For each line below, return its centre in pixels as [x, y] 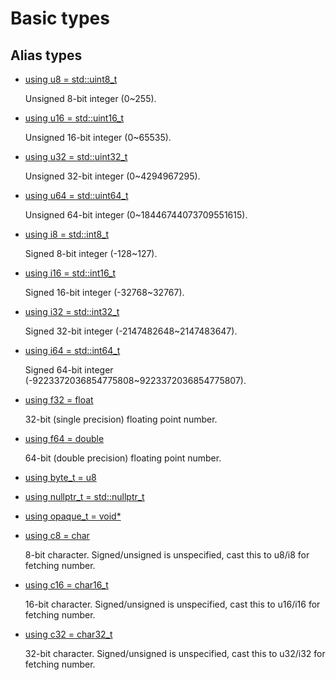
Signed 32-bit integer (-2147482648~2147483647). [131, 331]
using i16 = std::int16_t [70, 273]
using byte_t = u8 [60, 477]
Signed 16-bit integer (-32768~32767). [104, 292]
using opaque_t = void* [73, 516]
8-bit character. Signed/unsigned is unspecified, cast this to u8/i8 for [167, 555]
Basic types [60, 18]
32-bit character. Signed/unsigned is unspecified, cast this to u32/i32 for [175, 653]
